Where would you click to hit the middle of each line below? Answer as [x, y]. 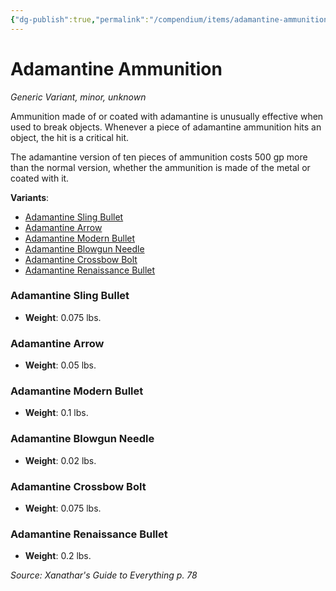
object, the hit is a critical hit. [70, 137]
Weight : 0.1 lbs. [56, 413]
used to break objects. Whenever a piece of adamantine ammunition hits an [166, 127]
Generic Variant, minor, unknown [78, 97]
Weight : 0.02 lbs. [60, 460]
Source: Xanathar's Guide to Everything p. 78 [104, 575]
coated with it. [40, 178]
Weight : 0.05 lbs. [60, 365]
